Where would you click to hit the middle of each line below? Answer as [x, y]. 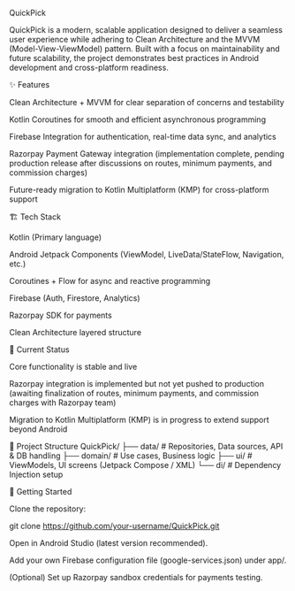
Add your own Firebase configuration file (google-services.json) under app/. [148, 560]
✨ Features [30, 84]
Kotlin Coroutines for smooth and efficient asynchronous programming [138, 119]
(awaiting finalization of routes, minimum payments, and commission [134, 393]
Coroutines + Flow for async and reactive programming [110, 281]
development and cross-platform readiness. [89, 67]
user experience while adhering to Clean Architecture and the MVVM [135, 39]
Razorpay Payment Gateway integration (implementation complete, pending [147, 154]
